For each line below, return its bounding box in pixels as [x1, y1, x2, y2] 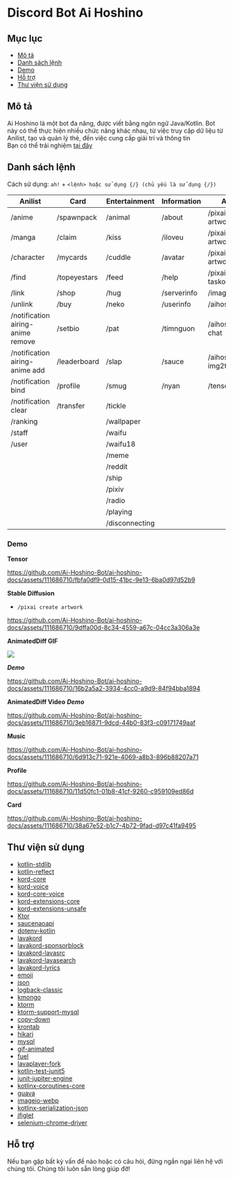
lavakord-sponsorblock [17, 941, 85, 949]
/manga [10, 232, 36, 242]
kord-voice [17, 882, 49, 890]
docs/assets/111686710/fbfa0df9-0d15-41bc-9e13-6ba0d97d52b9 [7, 575, 196, 584]
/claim [56, 232, 77, 242]
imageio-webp [17, 1096, 59, 1104]
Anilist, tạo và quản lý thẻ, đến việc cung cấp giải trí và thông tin [7, 133, 191, 142]
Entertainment [106, 196, 155, 206]
